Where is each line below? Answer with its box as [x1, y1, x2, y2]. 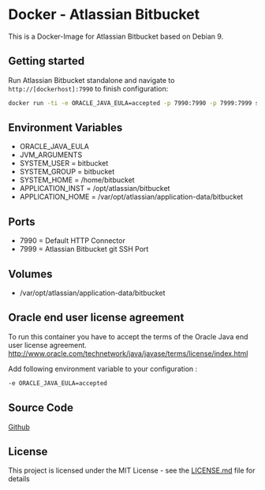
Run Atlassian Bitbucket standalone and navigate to [8, 75, 175, 84]
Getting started [8, 54, 85, 68]
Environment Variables [8, 121, 123, 135]
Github [8, 422, 30, 432]
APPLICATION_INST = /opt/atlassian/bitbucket [19, 184, 170, 193]
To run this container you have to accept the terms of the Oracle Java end [8, 331, 248, 341]
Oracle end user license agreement [8, 311, 185, 324]
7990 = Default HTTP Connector [19, 236, 126, 245]
